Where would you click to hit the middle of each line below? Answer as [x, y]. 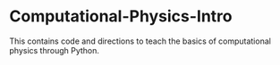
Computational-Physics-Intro [121, 16]
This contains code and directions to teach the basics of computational [140, 41]
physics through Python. [55, 50]
